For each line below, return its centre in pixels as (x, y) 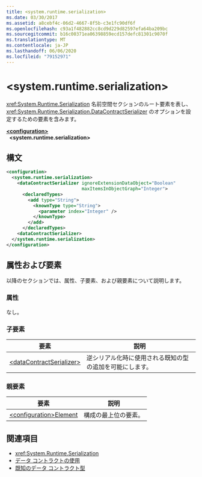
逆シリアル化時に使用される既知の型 (138, 358)
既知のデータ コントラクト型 (50, 468)
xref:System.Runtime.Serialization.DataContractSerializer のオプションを (96, 111)
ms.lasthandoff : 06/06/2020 (41, 51)
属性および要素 (34, 265)
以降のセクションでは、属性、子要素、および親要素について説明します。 (96, 281)
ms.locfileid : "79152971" (38, 57)
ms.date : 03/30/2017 (32, 17)
